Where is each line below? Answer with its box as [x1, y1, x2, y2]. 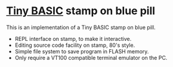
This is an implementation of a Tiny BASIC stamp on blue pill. [6, 24, 156, 31]
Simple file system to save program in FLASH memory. [14, 47, 149, 55]
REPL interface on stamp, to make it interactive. [14, 35, 132, 42]
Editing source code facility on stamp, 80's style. [14, 42, 135, 49]
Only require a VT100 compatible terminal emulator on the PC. [14, 54, 168, 61]
